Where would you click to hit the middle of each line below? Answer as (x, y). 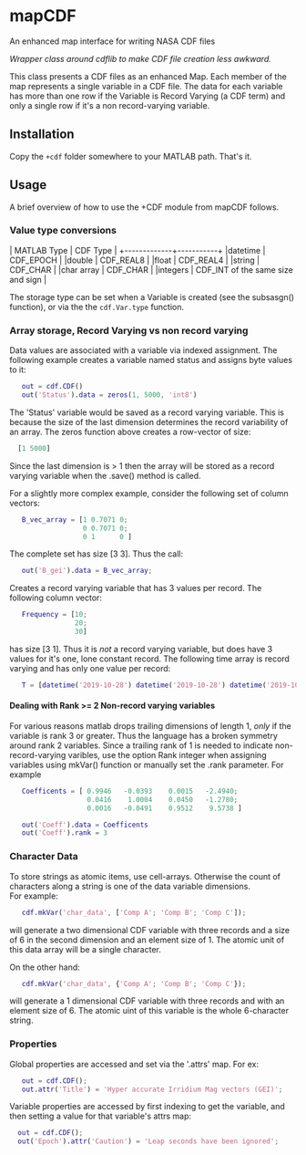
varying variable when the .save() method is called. (106, 475)
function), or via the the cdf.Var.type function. (97, 307)
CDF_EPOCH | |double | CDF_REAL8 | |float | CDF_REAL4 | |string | (135, 260)
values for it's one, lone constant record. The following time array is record (149, 659)
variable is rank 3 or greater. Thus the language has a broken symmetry (143, 735)
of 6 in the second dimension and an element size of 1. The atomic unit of (147, 940)
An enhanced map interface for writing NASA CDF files (112, 41)
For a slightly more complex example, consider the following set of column (149, 493)
